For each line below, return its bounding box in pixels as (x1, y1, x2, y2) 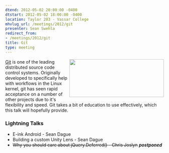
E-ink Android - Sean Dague (12, 131, 71, 137)
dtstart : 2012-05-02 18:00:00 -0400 (5, 12, 82, 17)
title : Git (5, 40, 28, 45)
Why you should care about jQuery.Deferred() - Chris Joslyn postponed (12, 142, 162, 148)
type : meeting (5, 45, 35, 50)
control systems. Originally (5, 69, 61, 76)
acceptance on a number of (5, 91, 63, 97)
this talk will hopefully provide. (5, 107, 68, 113)
